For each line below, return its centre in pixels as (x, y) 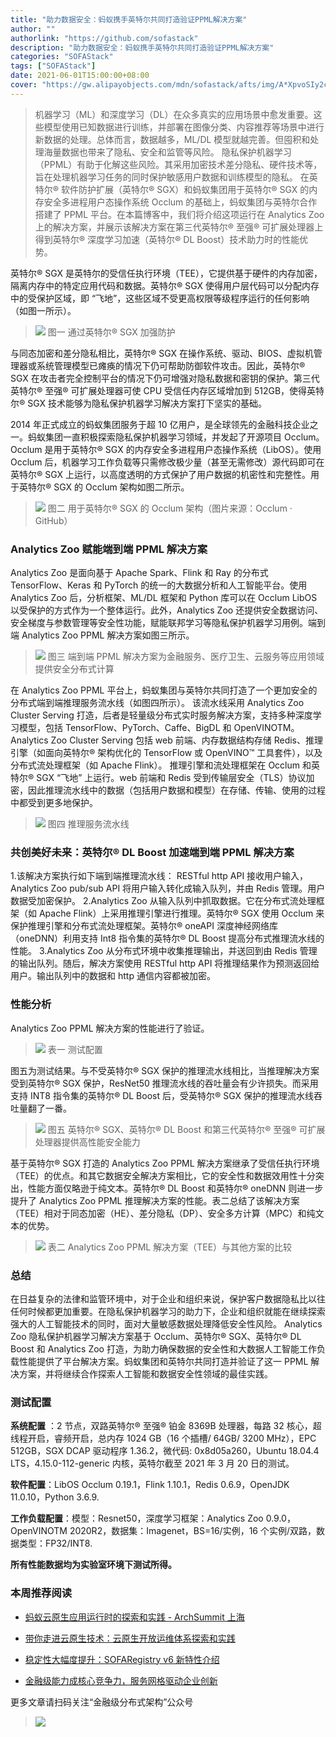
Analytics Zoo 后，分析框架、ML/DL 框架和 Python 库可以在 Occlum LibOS (164, 598)
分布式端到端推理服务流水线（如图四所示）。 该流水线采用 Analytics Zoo (157, 703)
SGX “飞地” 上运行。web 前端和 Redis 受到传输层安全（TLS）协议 (171, 778)
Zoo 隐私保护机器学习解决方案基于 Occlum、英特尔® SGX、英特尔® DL (156, 1336)
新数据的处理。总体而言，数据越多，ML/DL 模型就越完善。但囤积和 (172, 139)
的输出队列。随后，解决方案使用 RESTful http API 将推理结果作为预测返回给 (165, 963)
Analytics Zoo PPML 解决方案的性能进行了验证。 (110, 1028)
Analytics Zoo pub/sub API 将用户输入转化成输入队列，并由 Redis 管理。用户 (168, 888)
